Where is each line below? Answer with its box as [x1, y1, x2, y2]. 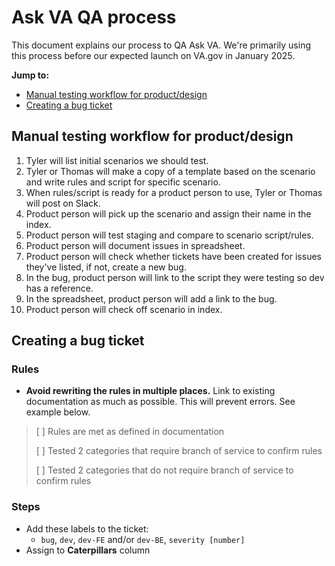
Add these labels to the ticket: [25, 522, 149, 535]
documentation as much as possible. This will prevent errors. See [25, 396, 296, 408]
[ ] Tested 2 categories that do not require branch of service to [35, 464, 294, 476]
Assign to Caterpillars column [25, 544, 151, 556]
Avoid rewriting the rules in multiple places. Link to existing [25, 385, 276, 397]
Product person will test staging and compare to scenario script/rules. [25, 229, 314, 241]
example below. [25, 406, 91, 418]
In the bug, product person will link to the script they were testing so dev [25, 271, 325, 283]
